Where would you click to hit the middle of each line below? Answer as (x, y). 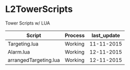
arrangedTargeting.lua (34, 60)
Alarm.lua (19, 52)
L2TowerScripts (39, 9)
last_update (106, 35)
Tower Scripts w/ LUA (27, 23)
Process (75, 35)
